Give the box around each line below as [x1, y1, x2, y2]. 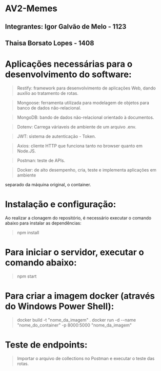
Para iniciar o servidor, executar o [5, 247, 144, 258]
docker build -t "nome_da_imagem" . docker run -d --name [17, 317, 136, 323]
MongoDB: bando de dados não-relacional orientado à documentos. [17, 114, 155, 120]
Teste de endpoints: [5, 339, 88, 350]
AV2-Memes [5, 3, 58, 14]
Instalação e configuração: [5, 199, 116, 210]
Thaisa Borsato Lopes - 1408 [5, 39, 94, 47]
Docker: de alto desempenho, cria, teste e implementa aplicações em [17, 167, 157, 173]
